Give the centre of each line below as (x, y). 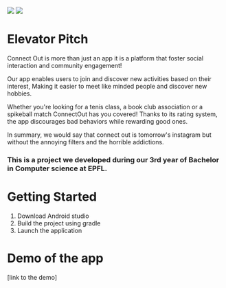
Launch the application (49, 230)
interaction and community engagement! (65, 65)
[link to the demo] (32, 277)
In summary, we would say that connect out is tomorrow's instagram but (109, 135)
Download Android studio (53, 216)
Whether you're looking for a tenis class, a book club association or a (105, 107)
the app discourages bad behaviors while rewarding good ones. (97, 121)
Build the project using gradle (59, 223)
